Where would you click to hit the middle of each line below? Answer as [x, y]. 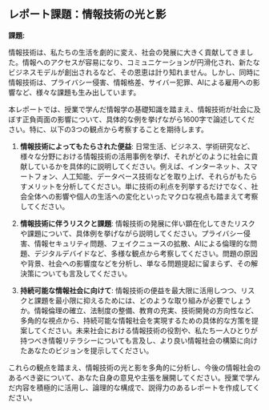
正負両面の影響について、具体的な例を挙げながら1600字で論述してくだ [139, 119]
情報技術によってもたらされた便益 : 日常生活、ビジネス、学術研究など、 [137, 146]
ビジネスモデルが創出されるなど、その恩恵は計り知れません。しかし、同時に [134, 72]
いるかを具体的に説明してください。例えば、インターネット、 [143, 166]
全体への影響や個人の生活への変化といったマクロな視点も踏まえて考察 [143, 196]
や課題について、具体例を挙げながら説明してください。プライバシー [132, 233]
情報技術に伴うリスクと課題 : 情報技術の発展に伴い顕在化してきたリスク [137, 223]
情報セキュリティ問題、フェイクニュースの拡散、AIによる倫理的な [142, 243]
